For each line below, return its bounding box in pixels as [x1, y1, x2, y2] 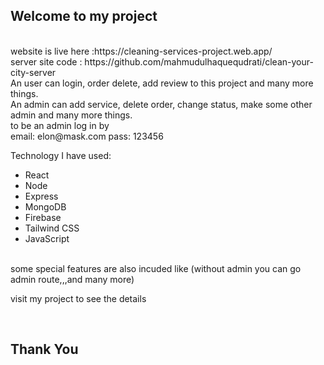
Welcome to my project [10, 8, 158, 25]
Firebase [24, 211, 62, 223]
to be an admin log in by [10, 119, 110, 131]
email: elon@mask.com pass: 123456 [10, 130, 164, 142]
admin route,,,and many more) [10, 273, 135, 285]
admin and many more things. [10, 109, 133, 121]
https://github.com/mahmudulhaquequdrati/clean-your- [84, 55, 314, 68]
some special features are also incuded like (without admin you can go [10, 262, 302, 274]
